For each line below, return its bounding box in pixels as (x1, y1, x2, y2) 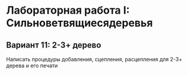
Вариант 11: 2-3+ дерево (6, 40, 101, 50)
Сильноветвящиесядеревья (6, 16, 153, 30)
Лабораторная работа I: (6, 4, 130, 17)
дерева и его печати (6, 62, 58, 69)
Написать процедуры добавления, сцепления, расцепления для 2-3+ (6, 56, 183, 62)
